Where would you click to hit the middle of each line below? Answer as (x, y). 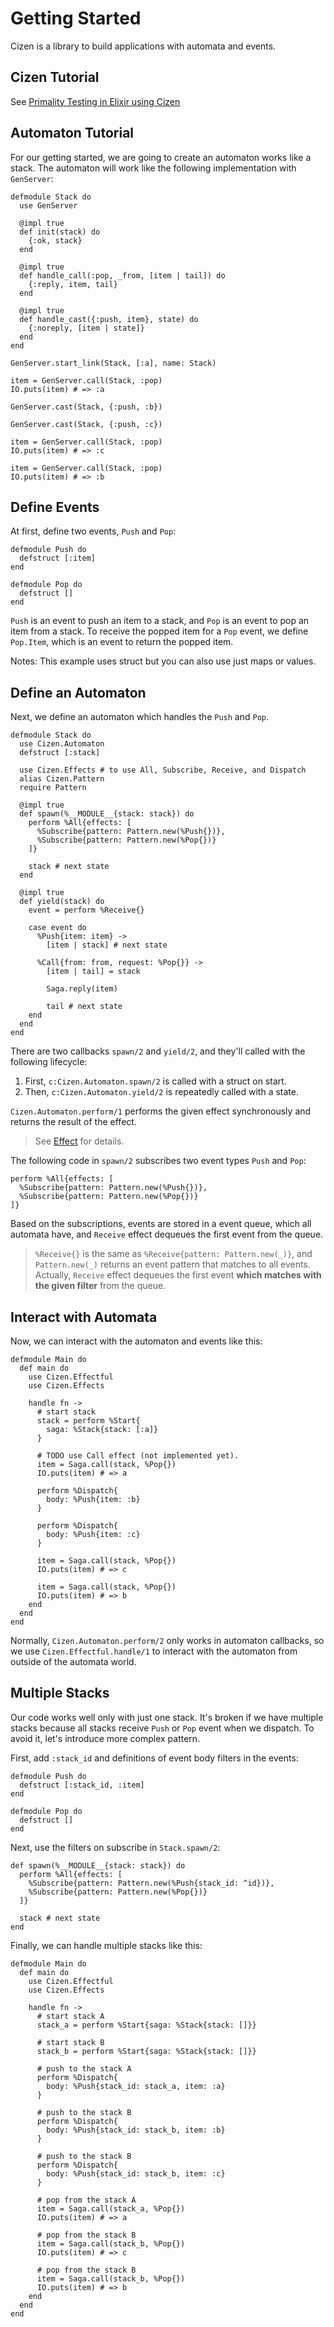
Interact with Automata (84, 1317)
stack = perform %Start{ (88, 1421)
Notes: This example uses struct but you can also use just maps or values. (163, 661)
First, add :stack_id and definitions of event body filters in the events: (154, 1758)
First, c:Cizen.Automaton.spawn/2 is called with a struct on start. (155, 1081)
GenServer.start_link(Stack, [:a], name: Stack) (113, 363)
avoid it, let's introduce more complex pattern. (105, 1738)
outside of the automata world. (73, 1661)
